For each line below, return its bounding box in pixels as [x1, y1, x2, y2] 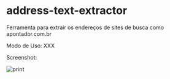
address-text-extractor [6, 4, 128, 18]
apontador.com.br [6, 30, 52, 37]
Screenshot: [6, 53, 37, 61]
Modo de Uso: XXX [6, 42, 55, 49]
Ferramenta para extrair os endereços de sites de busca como [6, 24, 164, 31]
